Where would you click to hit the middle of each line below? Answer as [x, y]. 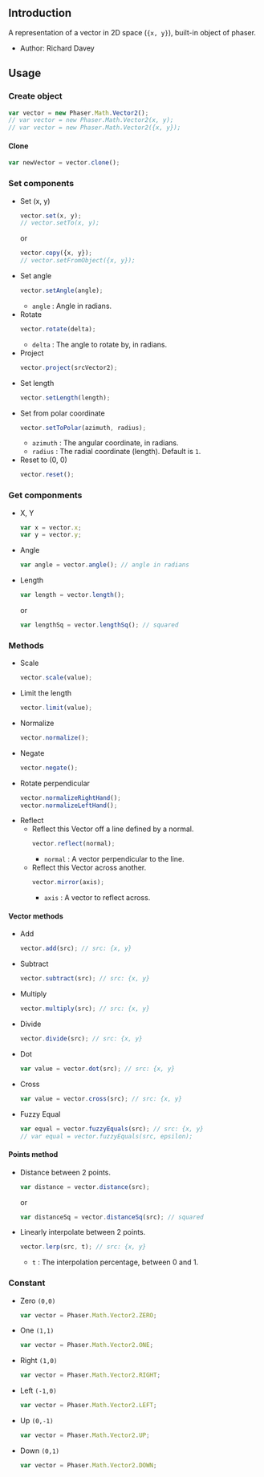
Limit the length [46, 693]
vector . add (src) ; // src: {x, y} [76, 949]
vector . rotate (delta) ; [58, 329]
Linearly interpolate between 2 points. [83, 1232]
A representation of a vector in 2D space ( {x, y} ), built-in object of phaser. [132, 32]
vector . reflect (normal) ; [73, 844]
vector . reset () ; [47, 475]
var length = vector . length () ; [72, 595]
